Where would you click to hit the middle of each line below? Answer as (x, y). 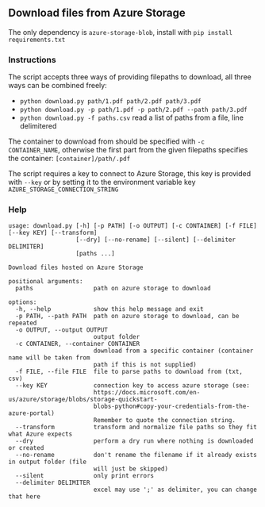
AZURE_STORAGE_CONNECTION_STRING (63, 190)
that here (25, 497)
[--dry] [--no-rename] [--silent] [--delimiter (156, 240)
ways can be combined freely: (58, 86)
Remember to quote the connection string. (165, 421)
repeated (23, 323)
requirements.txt (37, 40)
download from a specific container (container (173, 351)
